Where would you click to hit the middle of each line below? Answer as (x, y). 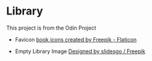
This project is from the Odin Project (51, 28)
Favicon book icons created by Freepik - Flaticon (76, 39)
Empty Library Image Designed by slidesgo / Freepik (80, 51)
